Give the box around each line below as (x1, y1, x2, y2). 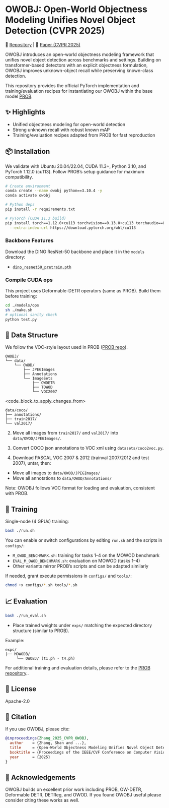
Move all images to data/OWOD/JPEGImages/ (12, 470, 101, 476)
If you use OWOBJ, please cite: (5, 726, 70, 732)
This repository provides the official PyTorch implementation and (5, 82, 139, 89)
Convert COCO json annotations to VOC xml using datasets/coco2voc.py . (12, 445, 164, 451)
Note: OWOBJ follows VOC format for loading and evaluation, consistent (5, 485, 155, 491)
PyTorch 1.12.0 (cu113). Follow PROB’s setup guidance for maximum (5, 168, 144, 174)
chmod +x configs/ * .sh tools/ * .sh (5, 583, 78, 588)
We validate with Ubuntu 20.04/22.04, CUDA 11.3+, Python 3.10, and (5, 163, 146, 169)
